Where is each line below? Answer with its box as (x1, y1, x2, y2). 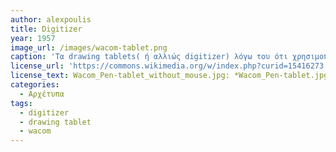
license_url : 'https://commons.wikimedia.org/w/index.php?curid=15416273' (10, 61, 329, 71)
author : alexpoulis (10, 14, 92, 25)
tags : (10, 98, 33, 108)
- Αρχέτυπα (19, 89, 65, 99)
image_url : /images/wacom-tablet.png (10, 42, 168, 53)
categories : (10, 80, 60, 90)
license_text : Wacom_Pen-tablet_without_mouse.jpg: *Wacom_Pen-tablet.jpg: (10, 71, 333, 81)
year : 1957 (10, 33, 56, 43)
